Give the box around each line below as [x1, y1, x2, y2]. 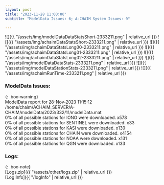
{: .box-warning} [5, 93, 38, 99]
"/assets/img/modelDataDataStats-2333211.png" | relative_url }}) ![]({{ [5, 60, 146, 66]
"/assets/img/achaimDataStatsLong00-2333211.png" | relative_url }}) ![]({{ [5, 45, 155, 50]
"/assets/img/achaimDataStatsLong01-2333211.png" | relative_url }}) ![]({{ [5, 49, 154, 55]
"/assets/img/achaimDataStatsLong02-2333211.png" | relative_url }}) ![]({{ [5, 55, 155, 61]
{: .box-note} [5, 163, 31, 169]
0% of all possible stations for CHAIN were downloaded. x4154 [5, 130, 132, 136]
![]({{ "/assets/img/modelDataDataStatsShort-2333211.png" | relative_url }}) [5, 34, 157, 40]
